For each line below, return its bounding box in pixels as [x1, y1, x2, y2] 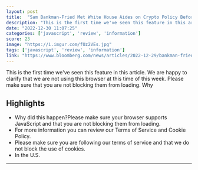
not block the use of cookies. [14, 145, 85, 152]
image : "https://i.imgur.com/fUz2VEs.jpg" [6, 42, 112, 48]
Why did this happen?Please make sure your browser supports [14, 114, 167, 121]
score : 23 [6, 36, 31, 42]
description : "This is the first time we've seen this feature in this [6, 19, 186, 25]
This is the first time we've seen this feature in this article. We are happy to [6, 68, 187, 76]
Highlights [6, 99, 45, 109]
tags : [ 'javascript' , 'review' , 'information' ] [6, 47, 126, 53]
